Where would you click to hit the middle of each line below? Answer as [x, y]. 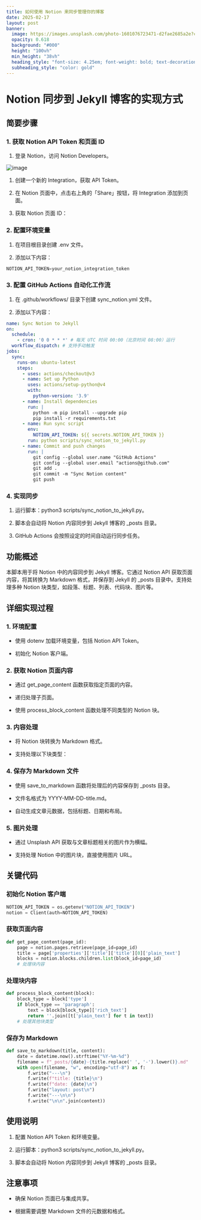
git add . [45, 469]
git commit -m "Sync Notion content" [80, 474]
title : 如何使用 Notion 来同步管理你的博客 [55, 12]
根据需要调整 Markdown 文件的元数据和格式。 [71, 1211]
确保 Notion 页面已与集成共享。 [54, 1198]
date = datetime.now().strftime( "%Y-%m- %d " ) [73, 1056]
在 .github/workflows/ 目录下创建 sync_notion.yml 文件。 [85, 299]
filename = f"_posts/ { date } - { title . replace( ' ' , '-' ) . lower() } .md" [103, 1062]
